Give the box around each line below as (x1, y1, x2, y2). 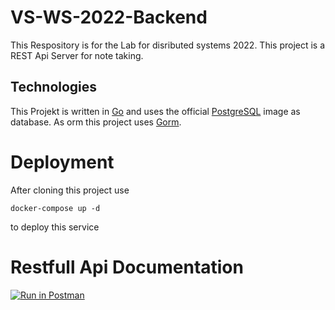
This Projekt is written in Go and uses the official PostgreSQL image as (10, 105, 301, 117)
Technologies (10, 79, 98, 96)
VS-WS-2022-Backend (10, 6, 208, 29)
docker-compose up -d (10, 203, 101, 213)
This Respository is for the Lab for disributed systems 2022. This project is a (10, 39, 326, 51)
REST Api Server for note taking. (10, 49, 144, 61)
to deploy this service (10, 221, 100, 233)
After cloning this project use (10, 184, 130, 196)
